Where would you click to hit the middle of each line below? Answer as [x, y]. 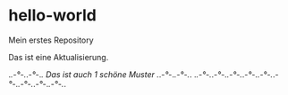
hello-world [53, 16]
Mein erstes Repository [51, 40]
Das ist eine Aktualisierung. [59, 57]
